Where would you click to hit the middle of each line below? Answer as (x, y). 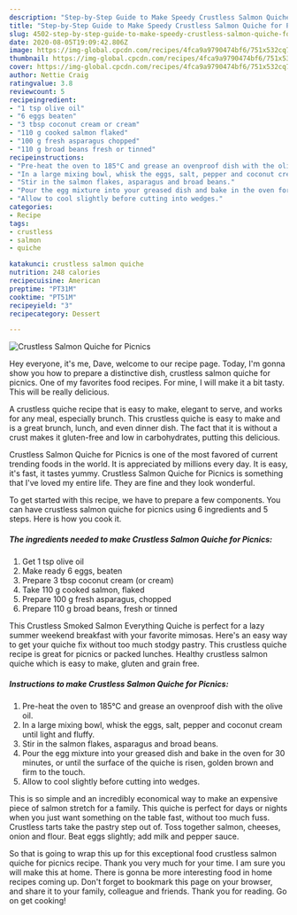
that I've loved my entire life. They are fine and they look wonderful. (132, 483)
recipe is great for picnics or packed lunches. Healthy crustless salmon (138, 654)
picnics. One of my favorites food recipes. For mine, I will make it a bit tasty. (147, 383)
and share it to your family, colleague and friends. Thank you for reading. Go (148, 891)
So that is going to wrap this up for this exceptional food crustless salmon (143, 854)
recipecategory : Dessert (55, 314)
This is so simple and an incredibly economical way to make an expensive (144, 799)
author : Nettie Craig (49, 75)
